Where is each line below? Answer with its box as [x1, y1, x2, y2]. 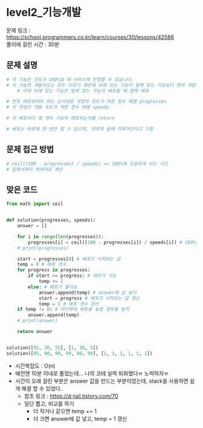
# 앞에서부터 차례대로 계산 [6, 166, 63, 172]
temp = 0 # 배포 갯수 [17, 261, 66, 268]
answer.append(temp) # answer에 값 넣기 [38, 290, 137, 296]
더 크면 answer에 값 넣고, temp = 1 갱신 [33, 415, 127, 422]
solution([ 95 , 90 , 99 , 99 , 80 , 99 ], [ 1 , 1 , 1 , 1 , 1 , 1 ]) [6, 350, 153, 357]
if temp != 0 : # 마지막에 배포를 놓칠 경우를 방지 [17, 306, 130, 313]
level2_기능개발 [6, 5, 82, 19]
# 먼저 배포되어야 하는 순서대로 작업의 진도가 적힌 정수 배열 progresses [6, 99, 167, 105]
